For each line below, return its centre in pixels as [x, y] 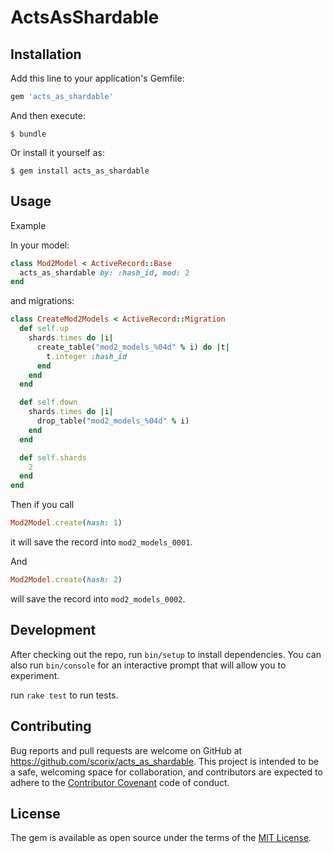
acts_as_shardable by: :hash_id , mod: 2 [104, 272]
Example [28, 225]
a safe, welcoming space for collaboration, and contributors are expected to [166, 772]
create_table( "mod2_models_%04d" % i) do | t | [133, 347]
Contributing [51, 726]
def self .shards [53, 457]
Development [53, 630]
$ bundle [28, 134]
